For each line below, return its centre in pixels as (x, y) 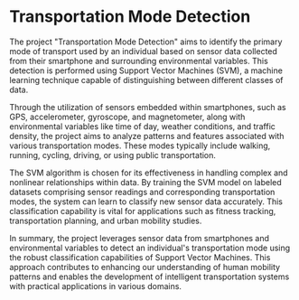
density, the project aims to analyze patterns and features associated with (147, 136)
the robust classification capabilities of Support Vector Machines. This (140, 257)
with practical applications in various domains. (96, 286)
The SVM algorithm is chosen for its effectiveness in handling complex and (149, 173)
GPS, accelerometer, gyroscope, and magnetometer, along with (127, 117)
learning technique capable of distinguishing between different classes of (146, 80)
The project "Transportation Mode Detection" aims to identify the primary (146, 42)
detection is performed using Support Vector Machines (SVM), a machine (146, 70)
